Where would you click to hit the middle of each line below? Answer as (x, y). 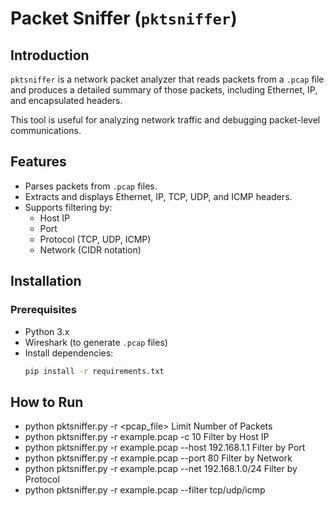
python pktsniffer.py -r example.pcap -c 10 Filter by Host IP (147, 437)
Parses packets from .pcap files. (91, 186)
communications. (46, 130)
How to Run (47, 402)
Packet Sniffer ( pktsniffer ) (124, 18)
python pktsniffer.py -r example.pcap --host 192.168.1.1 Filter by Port (165, 448)
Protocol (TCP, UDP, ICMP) (95, 239)
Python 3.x (47, 331)
